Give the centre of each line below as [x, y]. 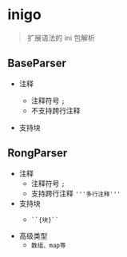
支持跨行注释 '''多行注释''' [76, 193]
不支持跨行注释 [56, 110]
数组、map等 [48, 245]
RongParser [38, 153]
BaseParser [37, 63]
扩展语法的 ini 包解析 [61, 38]
